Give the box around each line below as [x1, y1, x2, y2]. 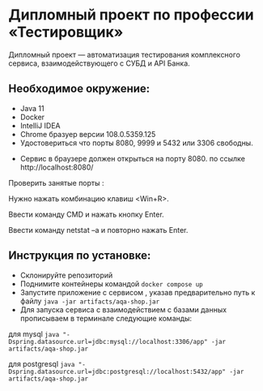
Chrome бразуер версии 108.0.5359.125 [19, 129, 156, 139]
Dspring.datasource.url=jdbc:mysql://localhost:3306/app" [8, 337, 208, 346]
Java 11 [19, 103, 45, 113]
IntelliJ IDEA [19, 120, 61, 131]
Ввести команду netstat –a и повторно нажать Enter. [8, 225, 189, 234]
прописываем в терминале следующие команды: [19, 313, 193, 323]
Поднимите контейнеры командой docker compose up [19, 278, 204, 289]
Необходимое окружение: [8, 82, 151, 96]
